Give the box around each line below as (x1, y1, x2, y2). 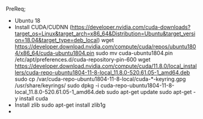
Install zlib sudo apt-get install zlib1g (14, 101, 106, 109)
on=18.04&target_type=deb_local (14, 37, 98, 43)
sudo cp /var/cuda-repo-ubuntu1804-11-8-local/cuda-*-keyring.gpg (14, 76, 187, 82)
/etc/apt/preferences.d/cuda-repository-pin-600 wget (14, 56, 151, 63)
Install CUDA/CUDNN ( (14, 24, 72, 31)
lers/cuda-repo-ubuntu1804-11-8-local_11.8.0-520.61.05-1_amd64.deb (14, 69, 190, 76)
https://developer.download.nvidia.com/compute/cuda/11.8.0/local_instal (14, 62, 198, 70)
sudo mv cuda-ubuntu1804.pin (96, 49, 173, 57)
